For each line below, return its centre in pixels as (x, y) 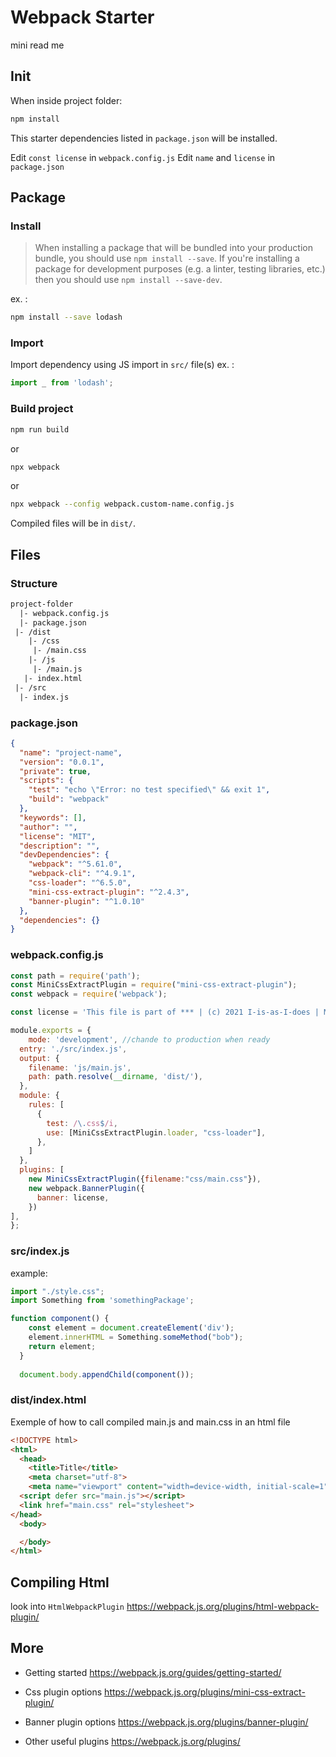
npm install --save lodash (66, 317)
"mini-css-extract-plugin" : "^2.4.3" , (109, 892)
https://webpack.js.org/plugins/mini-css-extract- (205, 1692)
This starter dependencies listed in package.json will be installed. (144, 138)
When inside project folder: (66, 100)
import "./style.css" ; (57, 1291)
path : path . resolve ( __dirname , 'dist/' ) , (115, 1077)
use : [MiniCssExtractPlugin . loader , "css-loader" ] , (156, 1132)
